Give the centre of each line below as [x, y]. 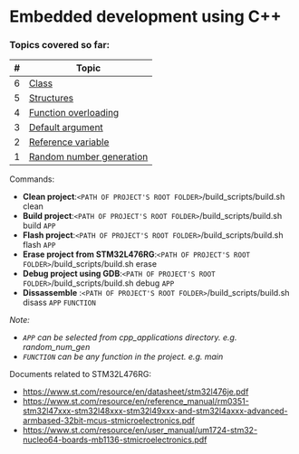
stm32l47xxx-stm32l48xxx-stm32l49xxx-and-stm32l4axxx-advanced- [155, 411]
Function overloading [74, 113]
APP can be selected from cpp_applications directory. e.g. [130, 337]
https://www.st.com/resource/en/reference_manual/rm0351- [135, 402]
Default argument [66, 128]
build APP [39, 226]
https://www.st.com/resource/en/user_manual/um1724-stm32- [140, 430]
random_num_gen [56, 347]
